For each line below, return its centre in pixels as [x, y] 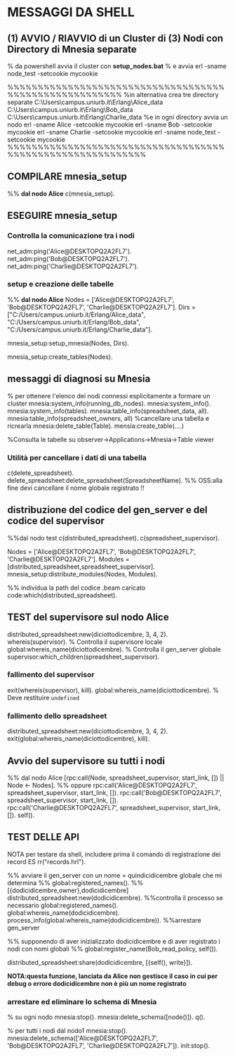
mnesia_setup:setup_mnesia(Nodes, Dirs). [68, 343]
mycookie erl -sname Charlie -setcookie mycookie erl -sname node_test [112, 132]
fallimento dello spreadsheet [57, 716]
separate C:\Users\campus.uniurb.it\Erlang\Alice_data [85, 102]
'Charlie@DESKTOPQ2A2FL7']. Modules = [68, 559]
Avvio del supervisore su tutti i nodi [86, 761]
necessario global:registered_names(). [63, 905]
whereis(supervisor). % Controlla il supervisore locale [85, 642]
